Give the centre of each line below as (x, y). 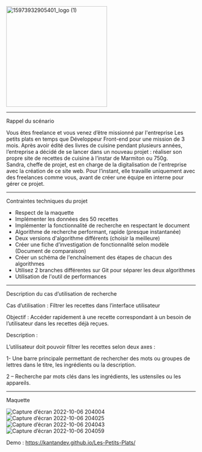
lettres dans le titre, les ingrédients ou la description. (71, 365)
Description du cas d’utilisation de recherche (62, 294)
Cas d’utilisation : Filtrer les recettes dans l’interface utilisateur (83, 305)
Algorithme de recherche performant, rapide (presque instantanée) (98, 232)
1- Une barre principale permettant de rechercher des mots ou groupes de (98, 358)
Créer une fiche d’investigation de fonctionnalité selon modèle (92, 245)
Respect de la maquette (44, 212)
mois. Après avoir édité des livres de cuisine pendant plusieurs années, (94, 145)
